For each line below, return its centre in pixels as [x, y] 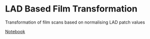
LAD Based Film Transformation [71, 9]
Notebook [15, 31]
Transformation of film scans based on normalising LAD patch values [75, 22]
